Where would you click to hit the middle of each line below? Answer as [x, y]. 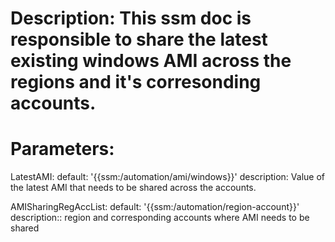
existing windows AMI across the [151, 61]
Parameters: [62, 149]
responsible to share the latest [139, 39]
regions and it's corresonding [136, 82]
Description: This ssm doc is [131, 18]
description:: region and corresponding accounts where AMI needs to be [160, 218]
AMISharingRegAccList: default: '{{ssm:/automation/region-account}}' [155, 207]
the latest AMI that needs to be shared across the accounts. [133, 188]
